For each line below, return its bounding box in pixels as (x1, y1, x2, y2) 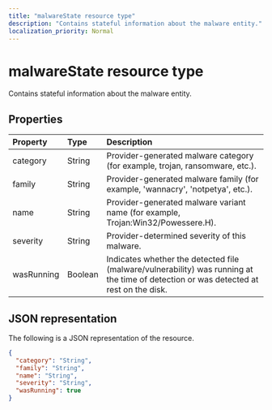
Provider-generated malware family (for (106, 174, 259, 185)
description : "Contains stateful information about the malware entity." (8, 19, 263, 28)
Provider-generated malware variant (106, 196, 246, 208)
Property (12, 136, 48, 148)
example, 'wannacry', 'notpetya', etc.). (106, 183, 253, 195)
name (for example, (106, 207, 181, 218)
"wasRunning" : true (15, 386, 82, 395)
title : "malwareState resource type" (8, 11, 136, 20)
